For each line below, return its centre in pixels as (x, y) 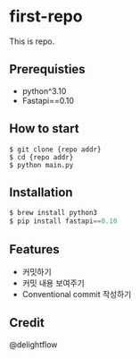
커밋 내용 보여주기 (53, 283)
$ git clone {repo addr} (55, 150)
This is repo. (32, 41)
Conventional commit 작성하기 (77, 294)
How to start (44, 128)
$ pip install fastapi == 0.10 (63, 221)
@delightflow (33, 344)
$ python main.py (41, 165)
